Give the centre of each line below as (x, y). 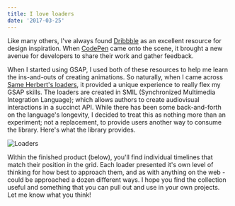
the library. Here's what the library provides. (71, 130)
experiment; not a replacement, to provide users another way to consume (114, 122)
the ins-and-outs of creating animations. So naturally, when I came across (115, 77)
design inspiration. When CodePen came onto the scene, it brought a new (115, 48)
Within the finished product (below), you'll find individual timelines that (110, 157)
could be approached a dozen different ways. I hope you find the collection (117, 179)
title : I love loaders (41, 14)
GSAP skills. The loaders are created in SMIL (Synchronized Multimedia (111, 92)
